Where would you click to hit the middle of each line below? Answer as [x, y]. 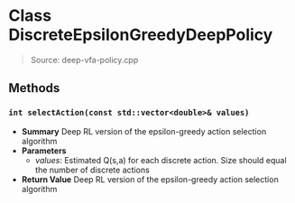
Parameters [44, 151]
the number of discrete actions [92, 170]
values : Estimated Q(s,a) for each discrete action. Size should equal [161, 160]
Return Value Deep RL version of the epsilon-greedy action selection [150, 179]
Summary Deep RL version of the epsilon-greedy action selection [144, 131]
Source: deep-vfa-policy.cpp [84, 60]
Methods [34, 88]
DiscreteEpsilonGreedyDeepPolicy [141, 35]
